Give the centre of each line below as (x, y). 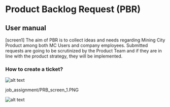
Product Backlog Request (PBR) (73, 9)
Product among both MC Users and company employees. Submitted (77, 45)
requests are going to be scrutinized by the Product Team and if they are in (84, 51)
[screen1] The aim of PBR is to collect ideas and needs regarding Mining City (85, 40)
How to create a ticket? (34, 69)
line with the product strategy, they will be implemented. (64, 56)
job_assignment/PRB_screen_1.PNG (42, 90)
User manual (26, 28)
